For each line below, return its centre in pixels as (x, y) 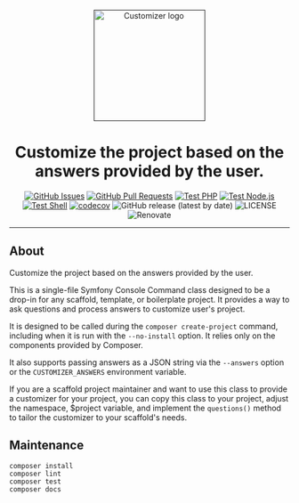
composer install (41, 466)
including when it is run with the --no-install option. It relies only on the (142, 336)
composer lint (36, 474)
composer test (36, 482)
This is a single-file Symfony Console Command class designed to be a (140, 289)
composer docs (36, 489)
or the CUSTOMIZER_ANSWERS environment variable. (98, 371)
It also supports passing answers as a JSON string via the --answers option (147, 362)
